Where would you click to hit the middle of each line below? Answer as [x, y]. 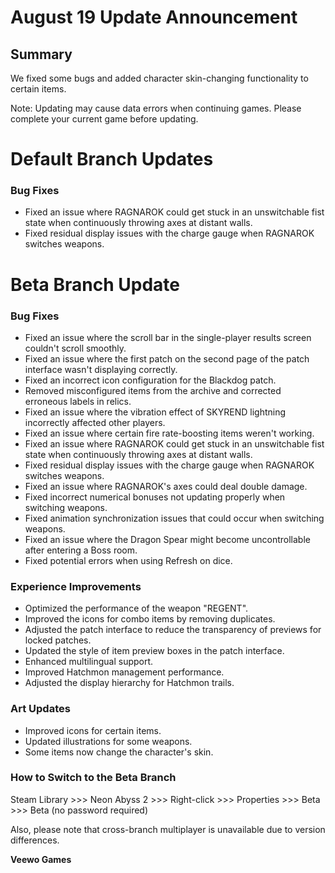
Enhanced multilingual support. [89, 662]
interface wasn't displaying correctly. [101, 369]
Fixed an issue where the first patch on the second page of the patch [167, 358]
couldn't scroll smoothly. [75, 348]
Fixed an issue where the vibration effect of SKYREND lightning [155, 412]
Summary [41, 54]
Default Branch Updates [112, 159]
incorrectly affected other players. [95, 422]
